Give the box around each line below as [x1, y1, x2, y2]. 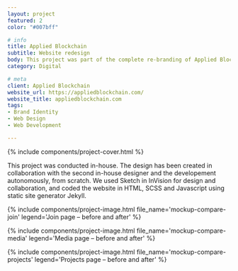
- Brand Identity [7, 109, 59, 116]
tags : [7, 102, 23, 109]
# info [7, 36, 27, 43]
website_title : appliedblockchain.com [7, 95, 122, 103]
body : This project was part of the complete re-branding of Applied [7, 56, 217, 64]
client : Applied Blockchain [7, 82, 91, 89]
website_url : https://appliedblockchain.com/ [7, 89, 144, 96]
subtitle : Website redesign [7, 50, 91, 57]
